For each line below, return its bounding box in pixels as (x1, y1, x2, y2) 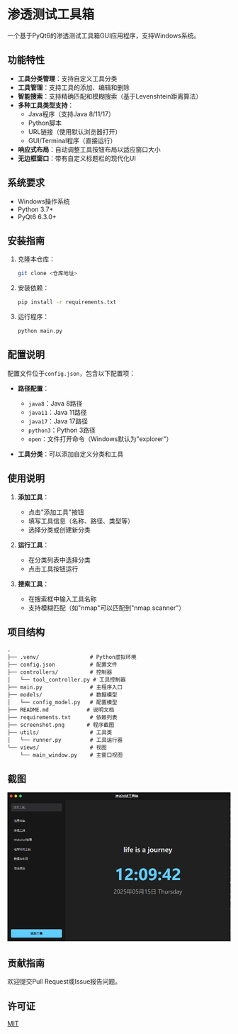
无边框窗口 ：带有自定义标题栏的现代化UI (17, 154, 136, 162)
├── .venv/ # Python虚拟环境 (7, 654, 137, 661)
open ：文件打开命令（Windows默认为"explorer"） (28, 434, 173, 443)
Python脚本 (28, 118, 62, 127)
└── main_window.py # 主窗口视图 (20, 752, 123, 759)
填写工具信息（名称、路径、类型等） (28, 516, 135, 525)
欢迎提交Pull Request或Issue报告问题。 (7, 977, 122, 986)
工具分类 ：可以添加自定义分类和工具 (17, 450, 124, 458)
